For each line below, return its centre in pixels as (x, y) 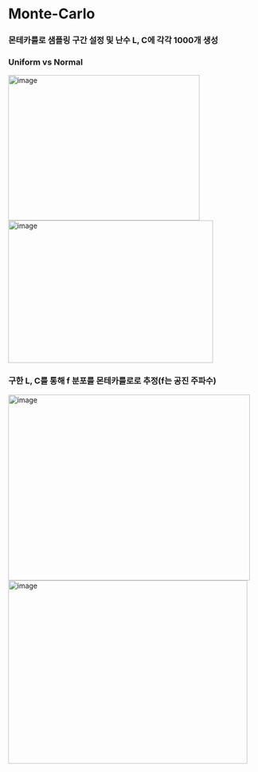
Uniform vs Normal (46, 62)
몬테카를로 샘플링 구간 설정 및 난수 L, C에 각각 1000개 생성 (113, 41)
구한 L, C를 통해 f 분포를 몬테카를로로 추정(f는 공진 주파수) (112, 381)
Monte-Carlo (52, 14)
